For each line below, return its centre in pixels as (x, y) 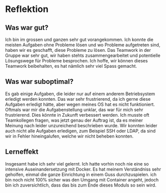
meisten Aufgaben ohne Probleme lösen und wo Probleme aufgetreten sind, (83, 45)
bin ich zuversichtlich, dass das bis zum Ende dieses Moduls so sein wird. (81, 185)
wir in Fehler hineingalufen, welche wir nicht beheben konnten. (69, 136)
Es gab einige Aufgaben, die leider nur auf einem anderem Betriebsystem (80, 94)
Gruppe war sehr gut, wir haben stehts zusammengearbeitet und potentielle (83, 55)
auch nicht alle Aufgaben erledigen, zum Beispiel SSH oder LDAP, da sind (80, 131)
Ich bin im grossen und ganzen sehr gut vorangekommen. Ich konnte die (79, 39)
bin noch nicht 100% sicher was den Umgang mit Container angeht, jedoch (82, 180)
